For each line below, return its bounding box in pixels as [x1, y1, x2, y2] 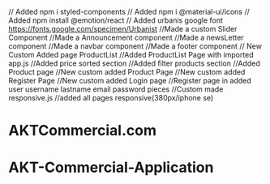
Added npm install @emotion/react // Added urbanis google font [8, 15, 223, 25]
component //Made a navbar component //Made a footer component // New [8, 41, 262, 51]
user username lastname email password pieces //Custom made [8, 84, 224, 94]
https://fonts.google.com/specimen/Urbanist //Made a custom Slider [8, 24, 238, 33]
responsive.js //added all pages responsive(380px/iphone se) [8, 93, 214, 102]
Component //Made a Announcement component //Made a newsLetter [8, 32, 245, 42]
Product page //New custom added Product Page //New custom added [8, 67, 246, 76]
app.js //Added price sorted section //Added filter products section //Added [8, 58, 261, 68]
